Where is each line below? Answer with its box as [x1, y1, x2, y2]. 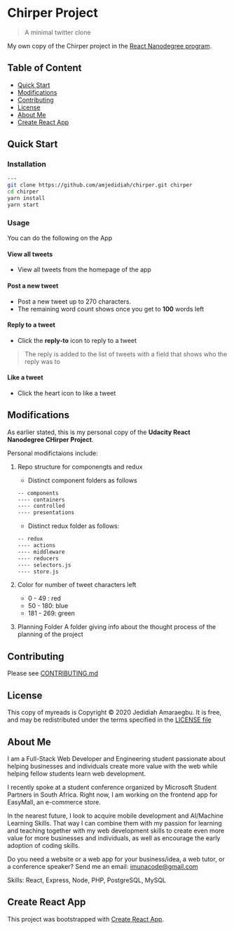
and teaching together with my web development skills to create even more [7, 826, 225, 835]
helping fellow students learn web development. [7, 769, 146, 778]
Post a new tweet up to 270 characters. [17, 297, 132, 306]
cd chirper [7, 188, 39, 196]
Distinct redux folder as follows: [27, 522, 120, 530]
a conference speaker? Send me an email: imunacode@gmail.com [7, 862, 198, 870]
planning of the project [17, 630, 83, 639]
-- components [17, 490, 59, 497]
